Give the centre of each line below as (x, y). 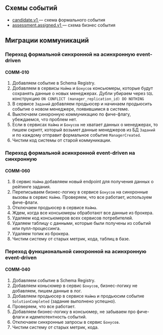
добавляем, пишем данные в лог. (47, 290)
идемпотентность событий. (58, 317)
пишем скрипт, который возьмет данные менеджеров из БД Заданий (83, 130)
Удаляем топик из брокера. (41, 234)
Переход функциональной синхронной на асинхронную (76, 252)
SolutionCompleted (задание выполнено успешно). (64, 301)
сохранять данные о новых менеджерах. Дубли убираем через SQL (83, 94)
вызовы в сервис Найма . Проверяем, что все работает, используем (82, 197)
